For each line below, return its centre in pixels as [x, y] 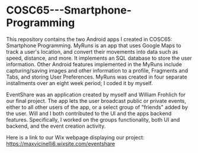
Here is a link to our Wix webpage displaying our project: [75, 137]
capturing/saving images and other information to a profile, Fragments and [97, 70]
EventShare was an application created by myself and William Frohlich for [96, 95]
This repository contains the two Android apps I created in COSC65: [89, 39]
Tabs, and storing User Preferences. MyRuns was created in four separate [97, 77]
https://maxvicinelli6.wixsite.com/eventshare [61, 144]
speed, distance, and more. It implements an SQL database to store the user [99, 58]
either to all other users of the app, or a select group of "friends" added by [97, 107]
